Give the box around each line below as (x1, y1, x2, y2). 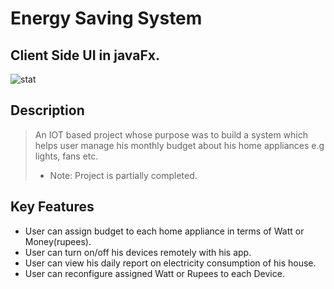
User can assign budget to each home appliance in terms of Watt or (24, 225, 305, 237)
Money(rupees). (24, 235, 92, 247)
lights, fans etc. (34, 150, 99, 162)
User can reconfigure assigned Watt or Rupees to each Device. (24, 267, 285, 279)
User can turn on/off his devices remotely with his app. (24, 246, 252, 258)
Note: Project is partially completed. (49, 169, 198, 181)
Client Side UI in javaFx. (10, 47, 160, 64)
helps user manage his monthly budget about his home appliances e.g (34, 139, 325, 151)
